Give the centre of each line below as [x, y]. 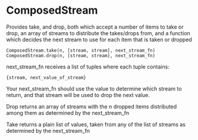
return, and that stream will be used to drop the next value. [78, 95]
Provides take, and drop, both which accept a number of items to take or [95, 27]
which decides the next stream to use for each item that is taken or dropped [99, 39]
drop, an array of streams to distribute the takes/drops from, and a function [98, 33]
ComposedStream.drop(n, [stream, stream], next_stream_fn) [81, 55]
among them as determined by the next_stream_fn [68, 113]
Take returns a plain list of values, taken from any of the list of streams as [96, 124]
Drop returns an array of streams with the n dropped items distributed [92, 106]
